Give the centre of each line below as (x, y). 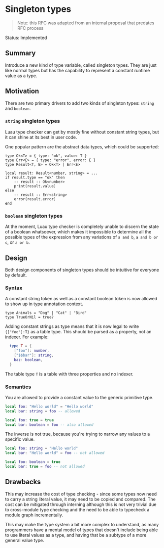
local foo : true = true (30, 420)
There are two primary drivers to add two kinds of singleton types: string (80, 103)
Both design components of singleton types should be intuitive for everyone (82, 270)
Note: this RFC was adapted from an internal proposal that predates (86, 23)
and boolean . (18, 108)
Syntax (14, 288)
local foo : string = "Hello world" (42, 449)
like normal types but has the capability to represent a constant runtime (78, 70)
